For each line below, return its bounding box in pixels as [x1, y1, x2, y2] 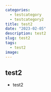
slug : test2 [5, 36, 30, 41]
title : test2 [5, 21, 33, 27]
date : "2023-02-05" [5, 26, 46, 31]
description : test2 [5, 31, 46, 36]
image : [5, 50, 19, 55]
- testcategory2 [10, 17, 44, 22]
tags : [5, 40, 17, 45]
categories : [5, 7, 30, 13]
